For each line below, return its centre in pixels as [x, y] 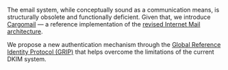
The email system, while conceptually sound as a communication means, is [113, 10]
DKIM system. [27, 59]
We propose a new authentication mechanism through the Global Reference [114, 45]
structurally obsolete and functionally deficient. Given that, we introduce [109, 17]
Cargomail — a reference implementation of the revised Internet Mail [104, 24]
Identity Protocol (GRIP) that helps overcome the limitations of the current [111, 52]
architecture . [25, 31]
